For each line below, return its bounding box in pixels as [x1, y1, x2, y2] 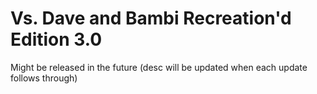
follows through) [10, 72, 78, 84]
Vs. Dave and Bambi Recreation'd [10, 7, 292, 30]
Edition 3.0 [10, 28, 103, 51]
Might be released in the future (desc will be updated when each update [10, 61, 308, 73]
